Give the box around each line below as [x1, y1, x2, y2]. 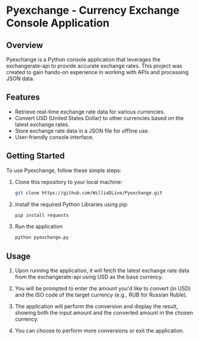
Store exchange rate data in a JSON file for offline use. [14, 127, 149, 134]
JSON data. [6, 75, 35, 82]
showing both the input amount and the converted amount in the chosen [14, 309, 193, 317]
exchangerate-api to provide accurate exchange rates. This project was [6, 62, 182, 69]
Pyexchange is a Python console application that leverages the [6, 56, 161, 63]
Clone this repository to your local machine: [14, 178, 123, 185]
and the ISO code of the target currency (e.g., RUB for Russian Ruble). [14, 291, 188, 299]
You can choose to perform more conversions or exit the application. [14, 327, 184, 335]
